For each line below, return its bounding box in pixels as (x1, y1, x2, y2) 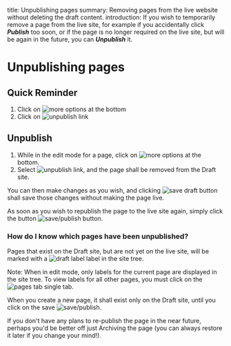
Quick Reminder (7, 86, 78, 99)
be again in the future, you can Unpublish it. (7, 35, 133, 44)
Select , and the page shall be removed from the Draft (17, 165, 217, 173)
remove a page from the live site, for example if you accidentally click (7, 21, 205, 28)
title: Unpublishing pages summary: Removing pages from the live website (7, 6, 219, 14)
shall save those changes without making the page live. (7, 193, 164, 202)
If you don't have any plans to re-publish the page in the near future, (7, 317, 202, 325)
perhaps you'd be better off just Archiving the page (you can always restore (7, 324, 223, 332)
